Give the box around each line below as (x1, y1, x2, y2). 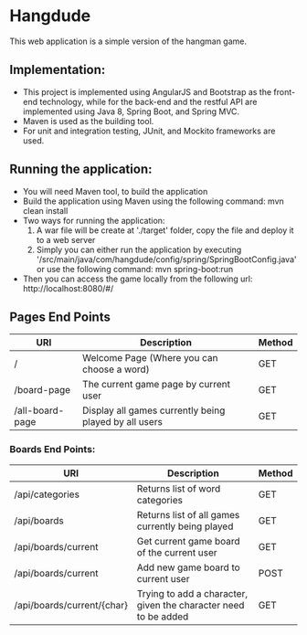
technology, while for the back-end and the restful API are (39, 96, 258, 107)
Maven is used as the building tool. (22, 115, 154, 126)
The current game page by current (81, 378, 231, 391)
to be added (136, 609, 189, 622)
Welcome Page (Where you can (81, 352, 218, 365)
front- (273, 86, 295, 97)
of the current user (136, 545, 217, 558)
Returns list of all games (136, 508, 240, 521)
